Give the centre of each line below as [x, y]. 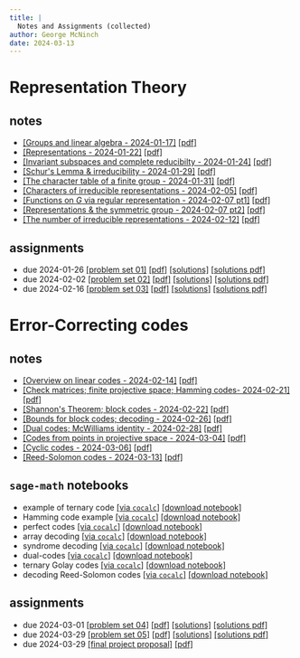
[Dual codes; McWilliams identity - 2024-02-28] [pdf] [122, 428]
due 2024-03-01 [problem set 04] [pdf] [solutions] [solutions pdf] [145, 625]
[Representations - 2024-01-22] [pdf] [92, 152]
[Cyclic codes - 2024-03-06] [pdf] [87, 447]
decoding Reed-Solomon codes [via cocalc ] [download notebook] [145, 574]
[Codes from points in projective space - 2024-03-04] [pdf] [134, 438]
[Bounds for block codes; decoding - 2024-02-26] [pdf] [127, 419]
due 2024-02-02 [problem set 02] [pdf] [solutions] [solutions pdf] [145, 279]
